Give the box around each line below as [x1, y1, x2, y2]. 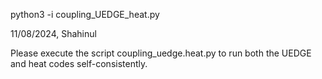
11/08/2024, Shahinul [10, 28, 97, 39]
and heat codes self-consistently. [10, 58, 148, 69]
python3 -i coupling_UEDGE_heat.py [10, 9, 160, 20]
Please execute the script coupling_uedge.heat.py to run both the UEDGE [10, 47, 312, 59]
